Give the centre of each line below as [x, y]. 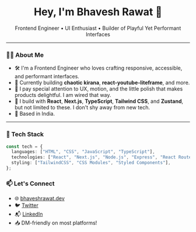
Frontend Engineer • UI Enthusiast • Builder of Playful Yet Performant [98, 28]
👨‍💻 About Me [25, 55]
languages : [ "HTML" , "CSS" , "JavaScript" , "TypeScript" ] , [83, 152]
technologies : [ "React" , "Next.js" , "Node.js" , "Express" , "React [94, 157]
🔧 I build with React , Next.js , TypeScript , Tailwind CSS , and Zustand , [99, 101]
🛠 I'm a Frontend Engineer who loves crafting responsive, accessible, [98, 68]
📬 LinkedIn [29, 214]
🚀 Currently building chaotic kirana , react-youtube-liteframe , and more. [102, 83]
